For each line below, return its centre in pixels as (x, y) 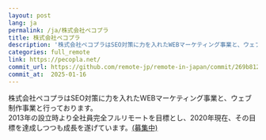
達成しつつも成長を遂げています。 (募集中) (90, 127)
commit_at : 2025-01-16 (47, 74)
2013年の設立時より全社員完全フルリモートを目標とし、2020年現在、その (129, 117)
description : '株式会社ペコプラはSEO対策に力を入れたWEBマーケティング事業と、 (126, 45)
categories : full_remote (49, 52)
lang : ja (23, 23)
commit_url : (28, 67)
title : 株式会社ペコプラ (44, 38)
